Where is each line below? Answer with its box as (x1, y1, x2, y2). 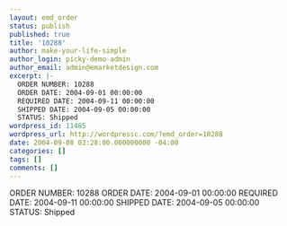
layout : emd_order (9, 13, 78, 22)
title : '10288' (9, 38, 67, 48)
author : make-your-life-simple (9, 47, 127, 56)
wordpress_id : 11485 (9, 122, 87, 131)
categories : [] (9, 146, 67, 155)
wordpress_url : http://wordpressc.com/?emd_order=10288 (9, 130, 223, 139)
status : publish (9, 22, 70, 30)
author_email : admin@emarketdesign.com (9, 64, 159, 73)
